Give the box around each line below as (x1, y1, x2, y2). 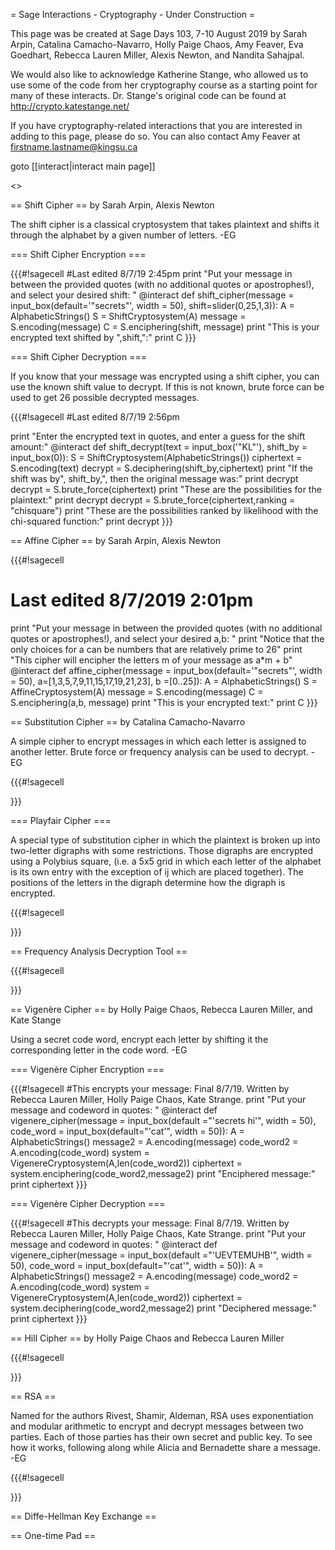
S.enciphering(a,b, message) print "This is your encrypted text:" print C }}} (10, 696, 318, 708)
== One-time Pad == (10, 1529, 97, 1541)
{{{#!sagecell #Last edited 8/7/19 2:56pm (10, 411, 180, 423)
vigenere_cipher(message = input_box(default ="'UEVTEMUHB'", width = (10, 1249, 313, 1261)
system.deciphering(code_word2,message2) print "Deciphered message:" (10, 1302, 317, 1314)
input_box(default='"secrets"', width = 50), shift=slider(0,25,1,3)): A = (10, 300, 295, 311)
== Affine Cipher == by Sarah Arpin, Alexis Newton (10, 535, 221, 546)
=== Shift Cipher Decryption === (10, 351, 147, 363)
